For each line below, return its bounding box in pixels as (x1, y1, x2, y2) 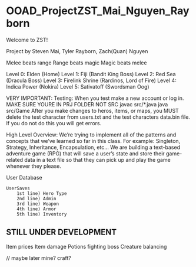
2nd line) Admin (16, 196, 57, 201)
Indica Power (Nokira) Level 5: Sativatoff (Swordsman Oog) (6, 83, 150, 90)
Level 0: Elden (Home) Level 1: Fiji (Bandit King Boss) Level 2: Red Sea (6, 70, 176, 77)
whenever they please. (6, 162, 62, 170)
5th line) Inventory (16, 211, 67, 217)
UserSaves (6, 185, 31, 191)
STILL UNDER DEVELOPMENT (6, 227, 117, 237)
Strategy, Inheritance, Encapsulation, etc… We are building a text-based (6, 144, 181, 151)
